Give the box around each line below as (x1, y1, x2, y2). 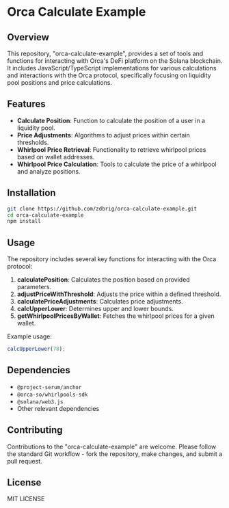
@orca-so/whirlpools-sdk (16, 391, 88, 398)
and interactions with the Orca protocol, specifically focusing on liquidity (7, 71, 211, 79)
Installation (7, 187, 56, 199)
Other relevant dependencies (16, 404, 100, 412)
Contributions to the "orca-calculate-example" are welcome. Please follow (7, 442, 217, 451)
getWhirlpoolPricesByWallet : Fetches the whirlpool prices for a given (16, 312, 215, 320)
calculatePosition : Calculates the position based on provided (16, 276, 190, 284)
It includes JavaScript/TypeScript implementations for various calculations (7, 64, 217, 72)
